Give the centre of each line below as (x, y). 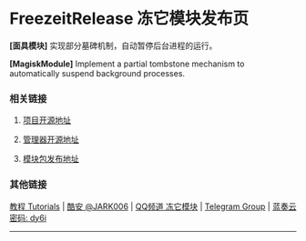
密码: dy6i (28, 217)
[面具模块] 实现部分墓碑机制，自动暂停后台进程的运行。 (113, 45)
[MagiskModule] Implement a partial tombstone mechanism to (127, 64)
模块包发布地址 (51, 159)
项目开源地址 (46, 120)
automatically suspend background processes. (97, 73)
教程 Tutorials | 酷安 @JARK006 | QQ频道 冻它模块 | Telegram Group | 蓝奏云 (153, 206)
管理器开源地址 (51, 140)
